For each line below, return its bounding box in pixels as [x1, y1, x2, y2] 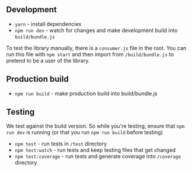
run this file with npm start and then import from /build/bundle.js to [6, 50, 174, 58]
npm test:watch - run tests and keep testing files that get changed [14, 147, 176, 154]
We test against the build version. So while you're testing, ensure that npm [6, 122, 185, 129]
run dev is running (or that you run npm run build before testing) [6, 129, 163, 136]
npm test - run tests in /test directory [14, 140, 107, 147]
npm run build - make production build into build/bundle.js [14, 90, 158, 97]
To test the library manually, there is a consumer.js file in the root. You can [6, 44, 187, 51]
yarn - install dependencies [14, 20, 82, 27]
